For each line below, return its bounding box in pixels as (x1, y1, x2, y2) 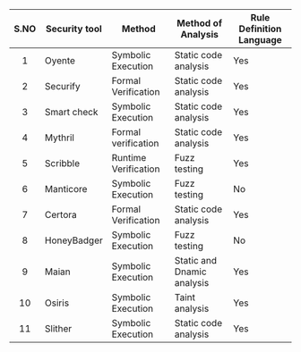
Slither (44, 323, 73, 334)
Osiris (44, 297, 70, 309)
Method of (176, 17, 222, 29)
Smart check (44, 106, 99, 118)
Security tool (45, 22, 103, 35)
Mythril (44, 131, 74, 144)
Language (238, 34, 282, 46)
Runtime (111, 152, 147, 163)
